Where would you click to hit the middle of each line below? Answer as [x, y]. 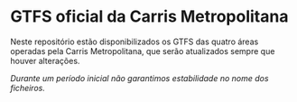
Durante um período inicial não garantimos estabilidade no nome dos [139, 78]
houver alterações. [45, 60]
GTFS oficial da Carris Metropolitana [149, 17]
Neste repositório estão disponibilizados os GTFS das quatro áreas [135, 42]
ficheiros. [28, 88]
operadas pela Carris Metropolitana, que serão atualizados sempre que [143, 51]
